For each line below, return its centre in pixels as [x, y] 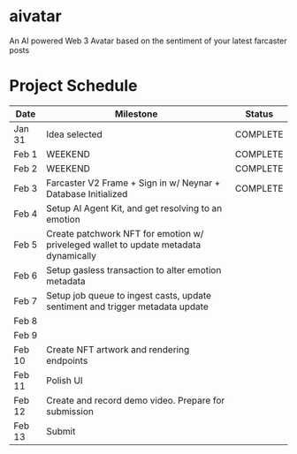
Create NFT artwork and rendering [118, 349]
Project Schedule [73, 86]
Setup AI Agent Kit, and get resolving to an [134, 208]
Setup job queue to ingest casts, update [129, 295]
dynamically [72, 255]
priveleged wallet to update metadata [124, 245]
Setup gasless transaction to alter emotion [134, 269]
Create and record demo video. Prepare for [136, 400]
